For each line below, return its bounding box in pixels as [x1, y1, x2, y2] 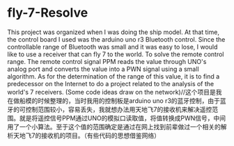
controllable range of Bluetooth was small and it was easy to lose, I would [7, 42, 218, 51]
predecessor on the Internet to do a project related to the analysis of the [7, 79, 214, 88]
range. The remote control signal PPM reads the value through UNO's [7, 57, 207, 65]
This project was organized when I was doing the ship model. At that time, [7, 28, 219, 36]
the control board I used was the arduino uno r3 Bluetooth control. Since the [7, 35, 226, 43]
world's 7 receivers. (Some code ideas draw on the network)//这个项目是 [7, 88, 216, 96]
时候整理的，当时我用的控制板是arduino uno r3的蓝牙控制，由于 [37, 96, 221, 105]
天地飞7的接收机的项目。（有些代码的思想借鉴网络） [13, 131, 160, 140]
